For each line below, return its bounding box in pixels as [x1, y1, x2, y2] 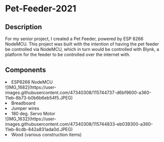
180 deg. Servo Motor [11, 110, 56, 116]
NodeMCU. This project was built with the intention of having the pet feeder [5, 41, 160, 47]
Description [5, 23, 42, 31]
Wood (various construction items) [11, 132, 82, 138]
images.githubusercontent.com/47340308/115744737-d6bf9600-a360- [5, 90, 152, 95]
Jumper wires [11, 105, 40, 111]
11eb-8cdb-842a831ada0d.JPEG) [5, 126, 73, 132]
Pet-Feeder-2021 [5, 3, 77, 14]
